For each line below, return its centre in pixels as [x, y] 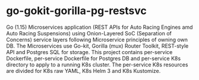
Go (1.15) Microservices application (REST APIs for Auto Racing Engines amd [99, 27]
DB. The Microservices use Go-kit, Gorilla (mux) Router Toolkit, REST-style [97, 46]
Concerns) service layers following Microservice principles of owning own [97, 39]
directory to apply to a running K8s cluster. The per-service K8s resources [97, 64]
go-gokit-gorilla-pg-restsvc [77, 11]
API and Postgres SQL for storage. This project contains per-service [89, 52]
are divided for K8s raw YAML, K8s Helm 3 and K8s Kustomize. [83, 71]
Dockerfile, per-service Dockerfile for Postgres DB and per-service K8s [94, 58]
